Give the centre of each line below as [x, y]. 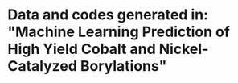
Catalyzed [43, 66]
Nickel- [184, 49]
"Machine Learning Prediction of [119, 32]
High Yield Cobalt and [82, 49]
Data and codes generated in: [108, 15]
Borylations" [123, 66]
